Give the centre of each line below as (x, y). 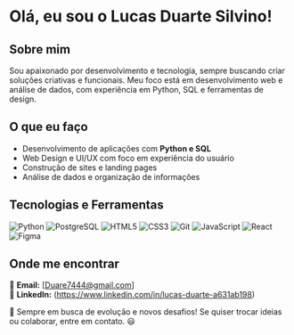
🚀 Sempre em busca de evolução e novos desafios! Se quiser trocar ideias (146, 312)
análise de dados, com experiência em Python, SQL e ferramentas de (137, 90)
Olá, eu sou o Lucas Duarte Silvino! (141, 16)
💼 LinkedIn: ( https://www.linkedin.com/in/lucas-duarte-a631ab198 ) (132, 295)
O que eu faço (49, 127)
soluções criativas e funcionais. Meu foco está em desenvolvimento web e (146, 80)
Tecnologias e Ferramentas (87, 205)
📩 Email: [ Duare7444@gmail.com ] (72, 285)
